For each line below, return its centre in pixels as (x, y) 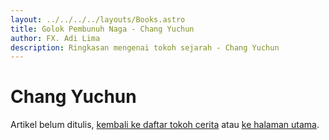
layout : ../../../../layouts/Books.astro (98, 19)
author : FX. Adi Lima (55, 38)
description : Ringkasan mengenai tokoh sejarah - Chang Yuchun (145, 47)
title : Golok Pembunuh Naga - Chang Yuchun (102, 29)
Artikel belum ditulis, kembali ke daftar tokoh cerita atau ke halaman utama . (165, 125)
